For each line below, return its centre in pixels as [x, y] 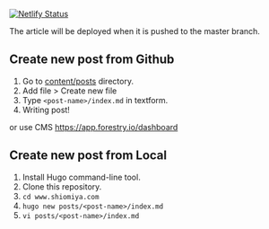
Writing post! [46, 110]
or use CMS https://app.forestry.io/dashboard [94, 127]
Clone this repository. [62, 186]
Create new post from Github [92, 60]
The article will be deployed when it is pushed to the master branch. [134, 31]
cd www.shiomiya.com [61, 197]
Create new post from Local [88, 156]
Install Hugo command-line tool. [81, 177]
